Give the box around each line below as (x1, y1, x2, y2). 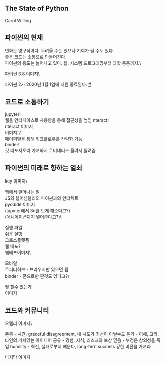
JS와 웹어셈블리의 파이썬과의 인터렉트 (5, 195, 79, 201)
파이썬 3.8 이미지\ (5, 70, 40, 77)
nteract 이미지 (5, 123, 33, 130)
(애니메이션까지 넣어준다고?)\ (5, 214, 62, 220)
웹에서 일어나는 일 (5, 189, 40, 195)
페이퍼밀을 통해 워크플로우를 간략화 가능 (5, 136, 83, 142)
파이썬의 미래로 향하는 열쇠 (5, 163, 82, 172)
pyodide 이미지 (5, 201, 35, 208)
